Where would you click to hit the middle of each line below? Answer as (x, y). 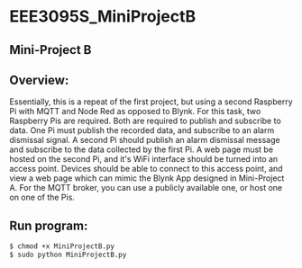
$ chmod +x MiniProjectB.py (62, 246)
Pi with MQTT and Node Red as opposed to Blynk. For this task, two (135, 112)
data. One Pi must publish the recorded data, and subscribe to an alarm (142, 130)
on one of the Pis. (42, 197)
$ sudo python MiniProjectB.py (68, 255)
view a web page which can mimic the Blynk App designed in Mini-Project (147, 178)
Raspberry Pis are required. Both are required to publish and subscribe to (145, 121)
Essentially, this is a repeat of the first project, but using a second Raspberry (151, 102)
